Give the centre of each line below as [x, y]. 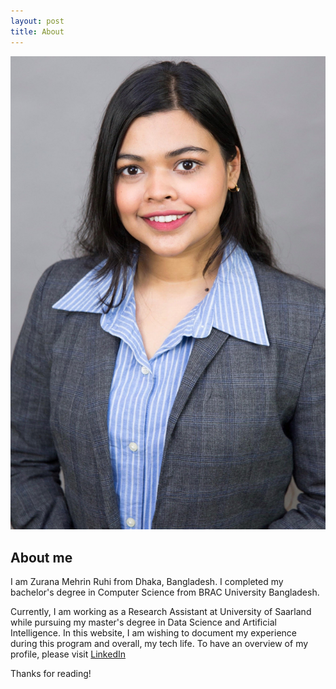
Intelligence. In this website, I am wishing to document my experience [153, 633]
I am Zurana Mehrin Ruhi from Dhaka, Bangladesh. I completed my [147, 582]
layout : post [37, 21]
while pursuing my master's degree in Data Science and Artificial [143, 622]
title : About [37, 31]
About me [41, 557]
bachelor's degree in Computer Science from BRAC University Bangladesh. [165, 592]
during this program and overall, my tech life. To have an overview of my [159, 644]
